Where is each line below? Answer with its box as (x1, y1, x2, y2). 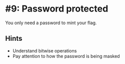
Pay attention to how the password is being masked (12, 53, 120, 59)
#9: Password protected (5, 3, 108, 15)
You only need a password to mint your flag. (5, 20, 97, 26)
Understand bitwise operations (12, 47, 77, 53)
